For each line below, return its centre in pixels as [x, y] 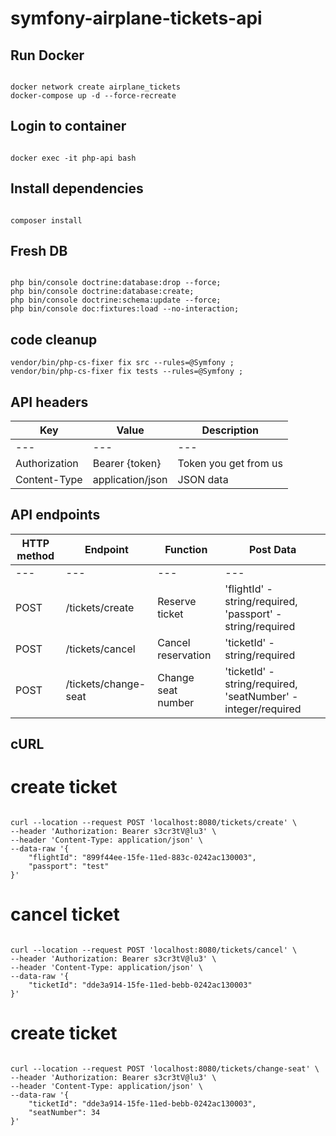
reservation [184, 655]
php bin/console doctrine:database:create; [102, 292]
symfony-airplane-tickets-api [136, 18]
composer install [46, 220]
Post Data [273, 549]
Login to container [68, 126]
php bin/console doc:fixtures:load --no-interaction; [125, 309]
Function [186, 549]
